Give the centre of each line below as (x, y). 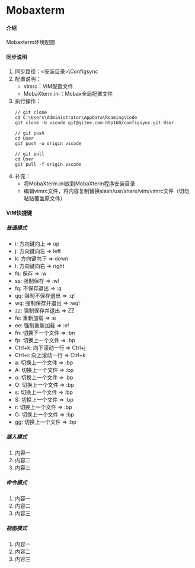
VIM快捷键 (19, 213)
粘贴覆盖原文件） (44, 198)
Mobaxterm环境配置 (31, 42)
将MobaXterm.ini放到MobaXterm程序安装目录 (79, 183)
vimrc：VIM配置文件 (48, 86)
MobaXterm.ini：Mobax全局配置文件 (68, 93)
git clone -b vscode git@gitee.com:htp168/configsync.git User (95, 122)
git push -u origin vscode (48, 143)
